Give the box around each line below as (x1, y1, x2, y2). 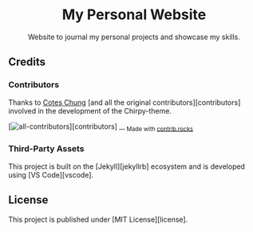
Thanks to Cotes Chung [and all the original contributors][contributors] (8, 98, 241, 107)
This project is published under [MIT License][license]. (8, 214, 188, 224)
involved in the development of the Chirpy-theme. (8, 106, 172, 115)
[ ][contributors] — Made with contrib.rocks (8, 122, 194, 133)
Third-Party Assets (8, 143, 85, 154)
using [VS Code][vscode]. (8, 170, 94, 179)
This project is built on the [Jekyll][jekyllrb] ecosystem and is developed (8, 162, 246, 171)
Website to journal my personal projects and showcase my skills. (27, 32, 241, 42)
